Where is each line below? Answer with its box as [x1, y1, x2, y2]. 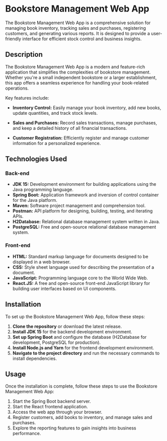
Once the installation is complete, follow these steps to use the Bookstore [5, 383, 157, 389]
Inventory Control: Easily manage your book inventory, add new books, [12, 104, 161, 111]
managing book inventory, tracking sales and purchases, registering [5, 25, 146, 31]
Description [5, 50, 43, 59]
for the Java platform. [12, 197, 58, 203]
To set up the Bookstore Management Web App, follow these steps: [5, 313, 145, 320]
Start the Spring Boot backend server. [12, 398, 91, 404]
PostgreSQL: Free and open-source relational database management [12, 224, 156, 230]
